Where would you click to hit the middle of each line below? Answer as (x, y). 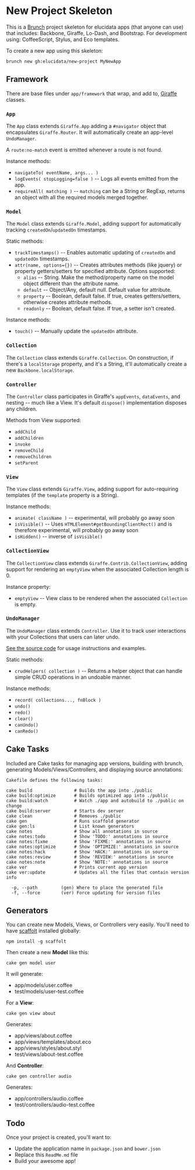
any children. (22, 409)
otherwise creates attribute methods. (68, 302)
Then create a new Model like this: (48, 952)
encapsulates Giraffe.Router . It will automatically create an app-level (90, 132)
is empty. (25, 604)
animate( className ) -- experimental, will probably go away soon (95, 518)
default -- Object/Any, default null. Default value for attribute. (97, 290)
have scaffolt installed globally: (43, 931)
